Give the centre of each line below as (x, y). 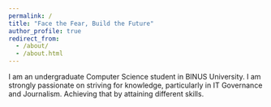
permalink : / (30, 16)
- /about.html (39, 53)
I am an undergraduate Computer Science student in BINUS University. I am (135, 77)
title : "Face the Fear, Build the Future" (81, 24)
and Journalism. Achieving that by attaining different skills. (106, 94)
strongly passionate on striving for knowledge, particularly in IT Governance (135, 85)
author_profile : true (45, 31)
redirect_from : (34, 39)
